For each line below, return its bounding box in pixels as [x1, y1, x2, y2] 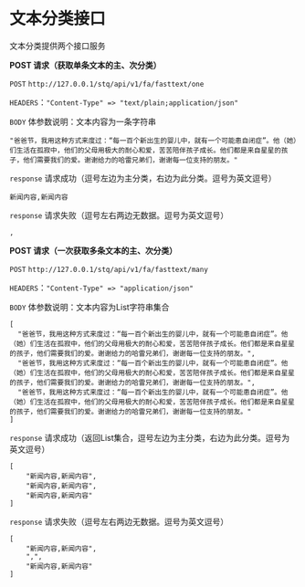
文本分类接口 [9, 8, 107, 29]
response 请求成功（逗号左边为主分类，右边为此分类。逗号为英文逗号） [9, 173, 277, 183]
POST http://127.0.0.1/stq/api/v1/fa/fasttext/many [9, 265, 208, 274]
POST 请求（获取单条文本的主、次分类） [9, 59, 162, 70]
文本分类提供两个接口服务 [9, 40, 106, 51]
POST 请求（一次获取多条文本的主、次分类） [9, 245, 178, 256]
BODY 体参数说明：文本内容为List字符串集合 [9, 301, 170, 312]
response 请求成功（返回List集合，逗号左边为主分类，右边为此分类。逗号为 [9, 432, 290, 443]
